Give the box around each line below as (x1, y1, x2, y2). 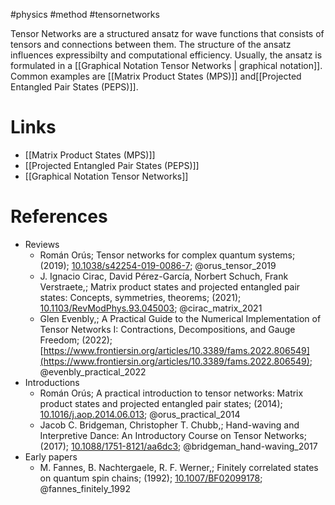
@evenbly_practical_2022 (39, 365, 147, 378)
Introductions (24, 376, 80, 388)
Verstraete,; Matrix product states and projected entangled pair (39, 280, 301, 293)
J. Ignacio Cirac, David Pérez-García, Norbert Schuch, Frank (39, 270, 289, 282)
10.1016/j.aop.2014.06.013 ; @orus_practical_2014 (39, 408, 241, 420)
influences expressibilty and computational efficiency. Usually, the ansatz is (10, 49, 323, 61)
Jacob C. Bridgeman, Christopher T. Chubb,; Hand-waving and (39, 419, 300, 431)
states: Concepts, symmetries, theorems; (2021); (39, 291, 242, 303)
